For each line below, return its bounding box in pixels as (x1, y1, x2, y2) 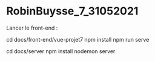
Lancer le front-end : (6, 24, 58, 31)
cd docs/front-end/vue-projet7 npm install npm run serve (6, 36, 150, 43)
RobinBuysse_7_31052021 (6, 4, 139, 18)
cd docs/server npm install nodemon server (6, 47, 116, 55)
